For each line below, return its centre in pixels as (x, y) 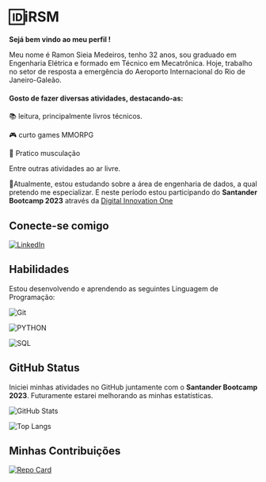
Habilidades (39, 269)
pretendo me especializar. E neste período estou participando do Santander (133, 192)
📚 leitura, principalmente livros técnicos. (76, 116)
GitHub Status (44, 368)
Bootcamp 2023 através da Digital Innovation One (91, 201)
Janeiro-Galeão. (35, 80)
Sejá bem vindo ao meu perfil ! (60, 39)
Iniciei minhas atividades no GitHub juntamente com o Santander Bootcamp (133, 387)
